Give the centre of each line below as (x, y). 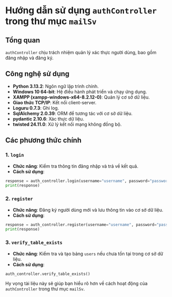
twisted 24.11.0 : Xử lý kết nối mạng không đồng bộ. (67, 124)
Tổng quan (23, 40)
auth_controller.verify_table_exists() (48, 274)
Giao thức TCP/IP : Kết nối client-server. (55, 102)
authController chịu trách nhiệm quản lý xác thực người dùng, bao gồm (81, 52)
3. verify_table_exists (34, 242)
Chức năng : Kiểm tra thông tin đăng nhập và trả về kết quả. (76, 166)
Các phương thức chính (44, 140)
